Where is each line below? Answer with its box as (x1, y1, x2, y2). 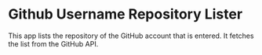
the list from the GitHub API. (8, 39, 99, 48)
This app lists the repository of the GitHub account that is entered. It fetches (8, 31, 254, 40)
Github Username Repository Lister (8, 5, 243, 23)
